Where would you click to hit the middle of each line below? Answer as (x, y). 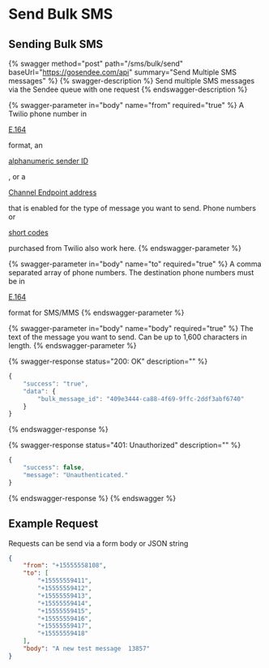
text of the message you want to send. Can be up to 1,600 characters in (128, 337)
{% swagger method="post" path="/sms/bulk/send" (96, 63)
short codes (28, 233)
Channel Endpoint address (53, 192)
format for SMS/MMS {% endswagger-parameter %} (96, 312)
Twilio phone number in (48, 114)
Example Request (53, 524)
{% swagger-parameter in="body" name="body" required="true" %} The (131, 328)
